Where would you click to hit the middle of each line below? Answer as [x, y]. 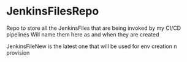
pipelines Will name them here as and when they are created [83, 34]
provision [18, 52]
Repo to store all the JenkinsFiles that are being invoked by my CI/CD [94, 28]
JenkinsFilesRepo [53, 11]
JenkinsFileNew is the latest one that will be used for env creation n [92, 46]
